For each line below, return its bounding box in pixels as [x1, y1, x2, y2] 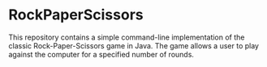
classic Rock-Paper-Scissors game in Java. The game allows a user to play [8, 40, 260, 50]
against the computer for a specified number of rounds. [8, 49, 195, 59]
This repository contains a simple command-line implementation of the [8, 32, 245, 42]
